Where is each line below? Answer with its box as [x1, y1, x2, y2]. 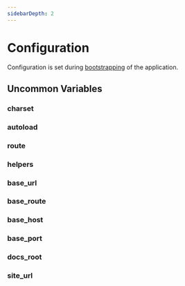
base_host [7, 215, 44, 225]
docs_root [7, 252, 42, 262]
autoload [7, 122, 38, 132]
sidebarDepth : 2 [7, 10, 54, 17]
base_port [7, 233, 43, 243]
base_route [7, 197, 46, 206]
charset [7, 103, 34, 113]
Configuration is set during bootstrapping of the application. [7, 63, 179, 71]
